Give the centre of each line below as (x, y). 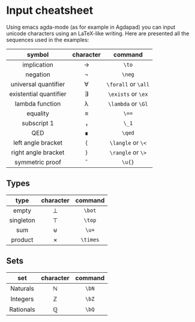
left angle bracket (38, 143)
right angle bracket (38, 152)
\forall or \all (128, 84)
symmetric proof (38, 162)
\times (90, 240)
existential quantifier (38, 94)
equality (38, 113)
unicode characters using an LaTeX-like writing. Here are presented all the (98, 33)
